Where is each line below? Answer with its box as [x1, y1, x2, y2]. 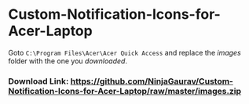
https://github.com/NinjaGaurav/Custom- [70, 76, 234, 87]
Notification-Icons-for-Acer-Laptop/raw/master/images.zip [8, 85, 242, 96]
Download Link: [8, 76, 69, 87]
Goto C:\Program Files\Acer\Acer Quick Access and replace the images [8, 48, 241, 57]
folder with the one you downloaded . [8, 56, 128, 66]
